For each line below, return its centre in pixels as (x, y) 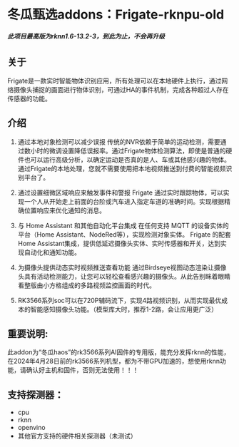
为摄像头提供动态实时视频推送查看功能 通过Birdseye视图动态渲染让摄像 (122, 267)
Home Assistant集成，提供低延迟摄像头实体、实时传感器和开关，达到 (119, 243)
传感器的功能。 (29, 98)
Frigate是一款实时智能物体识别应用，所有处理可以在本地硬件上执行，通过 (115, 81)
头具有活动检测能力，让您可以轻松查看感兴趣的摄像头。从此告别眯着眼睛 (124, 276)
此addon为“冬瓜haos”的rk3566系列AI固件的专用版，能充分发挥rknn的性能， (119, 352)
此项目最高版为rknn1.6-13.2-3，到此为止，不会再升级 (86, 36)
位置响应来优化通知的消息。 (65, 210)
